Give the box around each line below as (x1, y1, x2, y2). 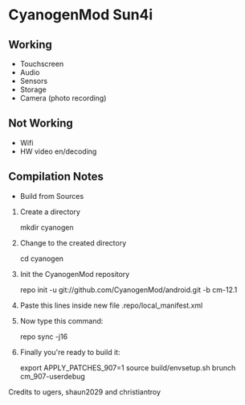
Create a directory (19, 207, 80, 217)
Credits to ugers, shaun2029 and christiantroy (8, 386, 161, 396)
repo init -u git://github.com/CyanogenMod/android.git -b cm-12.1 (19, 284, 238, 295)
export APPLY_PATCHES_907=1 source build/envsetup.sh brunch (19, 362, 236, 372)
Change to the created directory (19, 238, 127, 247)
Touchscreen (19, 59, 64, 68)
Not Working (8, 117, 74, 130)
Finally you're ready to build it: (19, 347, 120, 357)
